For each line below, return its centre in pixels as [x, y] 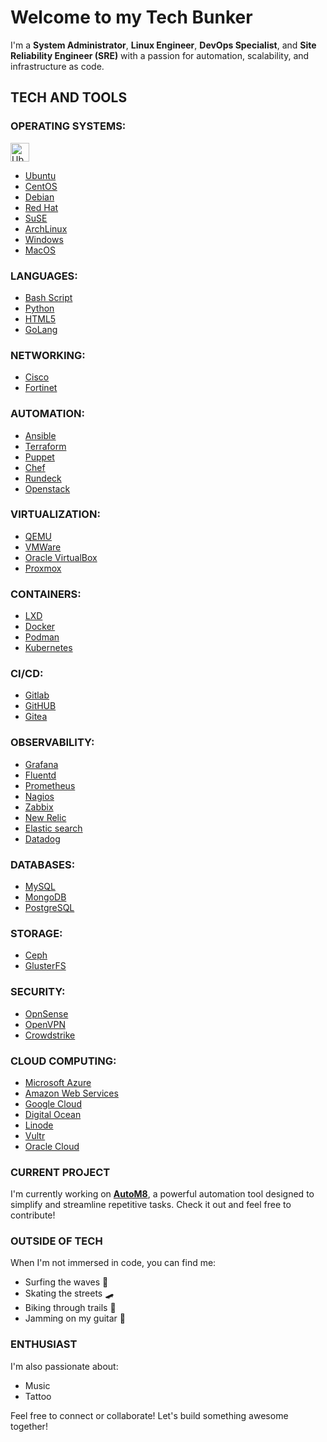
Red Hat [41, 207]
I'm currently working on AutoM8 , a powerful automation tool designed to [162, 1194]
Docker [40, 627]
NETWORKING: [48, 355]
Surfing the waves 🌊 [66, 1282]
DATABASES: [43, 864]
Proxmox [43, 568]
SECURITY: [38, 992]
